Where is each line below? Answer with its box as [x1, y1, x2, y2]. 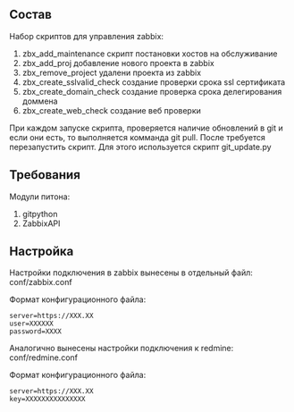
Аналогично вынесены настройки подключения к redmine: [9, 343, 234, 354]
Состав [9, 7, 52, 22]
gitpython [21, 208, 58, 219]
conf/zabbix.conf [9, 277, 73, 288]
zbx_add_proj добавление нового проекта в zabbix [21, 57, 214, 68]
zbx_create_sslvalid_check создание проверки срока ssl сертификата [21, 76, 286, 88]
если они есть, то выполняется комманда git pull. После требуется [9, 131, 265, 142]
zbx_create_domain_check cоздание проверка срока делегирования [21, 86, 282, 97]
